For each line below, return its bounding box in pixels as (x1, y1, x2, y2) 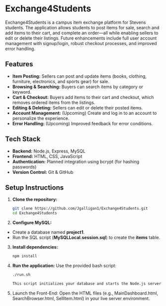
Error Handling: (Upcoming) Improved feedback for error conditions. (12, 120, 153, 126)
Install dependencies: (12, 244, 58, 250)
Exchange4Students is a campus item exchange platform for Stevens (5, 19, 146, 25)
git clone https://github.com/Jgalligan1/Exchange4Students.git (12, 206, 148, 211)
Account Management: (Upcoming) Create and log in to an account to (12, 110, 157, 116)
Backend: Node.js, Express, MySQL (12, 148, 86, 154)
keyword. (12, 89, 32, 95)
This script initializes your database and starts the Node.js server (12, 281, 162, 286)
